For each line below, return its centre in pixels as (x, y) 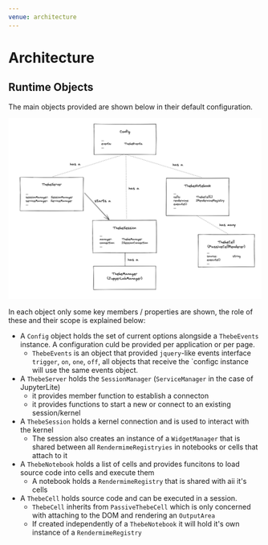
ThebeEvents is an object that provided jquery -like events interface (141, 353)
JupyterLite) (40, 387)
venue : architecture (43, 17)
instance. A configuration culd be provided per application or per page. (137, 344)
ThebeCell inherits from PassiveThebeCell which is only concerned (141, 506)
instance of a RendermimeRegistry (87, 532)
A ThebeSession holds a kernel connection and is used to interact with (134, 421)
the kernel (37, 429)
